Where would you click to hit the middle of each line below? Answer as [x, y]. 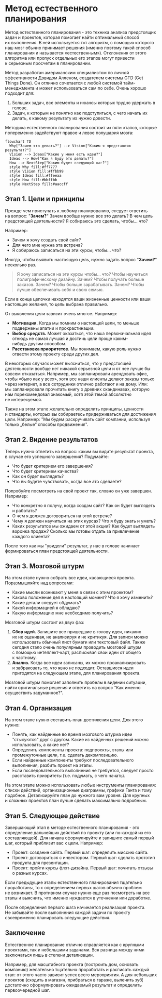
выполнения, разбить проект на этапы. [52, 765]
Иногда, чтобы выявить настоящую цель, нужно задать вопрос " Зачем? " [81, 259]
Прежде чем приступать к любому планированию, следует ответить [76, 211]
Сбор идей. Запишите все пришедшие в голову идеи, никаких [77, 632]
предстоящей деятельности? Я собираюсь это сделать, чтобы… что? [77, 221]
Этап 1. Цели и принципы [45, 199]
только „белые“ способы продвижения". [47, 424]
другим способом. [47, 343]
